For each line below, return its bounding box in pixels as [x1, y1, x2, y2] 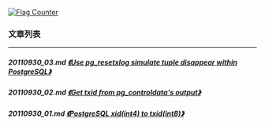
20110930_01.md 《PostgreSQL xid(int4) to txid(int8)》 [8, 109, 185, 118]
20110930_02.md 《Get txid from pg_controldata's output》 [8, 87, 201, 98]
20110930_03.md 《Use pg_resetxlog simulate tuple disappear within [8, 57, 238, 67]
